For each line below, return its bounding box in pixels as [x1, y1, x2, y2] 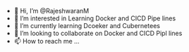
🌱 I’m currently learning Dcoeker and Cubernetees [13, 22, 161, 30]
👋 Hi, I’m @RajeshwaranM [13, 7, 90, 15]
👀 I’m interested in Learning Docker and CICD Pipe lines [13, 14, 176, 22]
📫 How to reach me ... [13, 37, 80, 45]
